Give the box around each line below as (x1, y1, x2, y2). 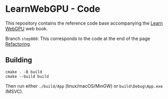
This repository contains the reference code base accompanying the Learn (5, 20, 163, 26)
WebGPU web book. (5, 25, 48, 31)
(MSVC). (5, 88, 23, 94)
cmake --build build (5, 74, 50, 79)
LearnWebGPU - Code (5, 3, 101, 15)
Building (5, 56, 32, 65)
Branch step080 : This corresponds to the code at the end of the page (5, 35, 151, 42)
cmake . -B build (5, 69, 42, 74)
